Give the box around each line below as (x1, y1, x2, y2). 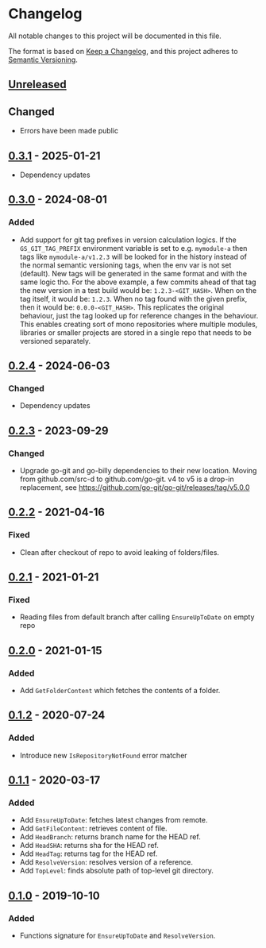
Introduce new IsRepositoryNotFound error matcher (19, 750, 188, 760)
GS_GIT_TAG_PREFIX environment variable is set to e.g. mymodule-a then (19, 243, 248, 252)
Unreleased (8, 78, 67, 91)
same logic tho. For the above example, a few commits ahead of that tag (19, 277, 256, 287)
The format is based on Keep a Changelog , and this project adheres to (8, 46, 238, 56)
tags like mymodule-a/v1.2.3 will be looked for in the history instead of (19, 252, 248, 261)
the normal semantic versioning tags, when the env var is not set (19, 260, 232, 270)
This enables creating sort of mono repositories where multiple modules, (19, 319, 258, 329)
